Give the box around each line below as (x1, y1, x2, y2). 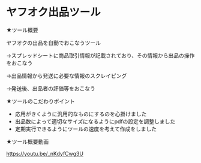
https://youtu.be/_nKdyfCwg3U (6, 150, 84, 157)
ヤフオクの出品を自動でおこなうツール (6, 39, 101, 46)
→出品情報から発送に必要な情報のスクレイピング (6, 72, 127, 79)
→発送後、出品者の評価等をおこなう (6, 84, 96, 92)
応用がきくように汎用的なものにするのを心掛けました (14, 110, 147, 117)
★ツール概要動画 (6, 138, 49, 145)
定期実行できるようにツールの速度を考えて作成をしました (14, 125, 157, 132)
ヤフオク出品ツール (6, 5, 101, 19)
